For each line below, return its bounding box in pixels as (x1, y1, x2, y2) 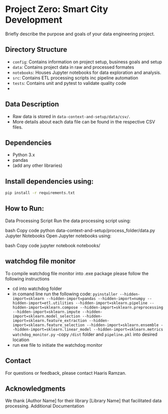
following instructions (5, 275, 50, 282)
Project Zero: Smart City (5, 4, 108, 15)
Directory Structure (5, 45, 68, 54)
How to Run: (5, 204, 44, 213)
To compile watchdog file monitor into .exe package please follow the (5, 270, 149, 276)
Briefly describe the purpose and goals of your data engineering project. (5, 31, 155, 37)
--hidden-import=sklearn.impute (12, 309, 80, 315)
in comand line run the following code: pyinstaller (12, 290, 118, 297)
